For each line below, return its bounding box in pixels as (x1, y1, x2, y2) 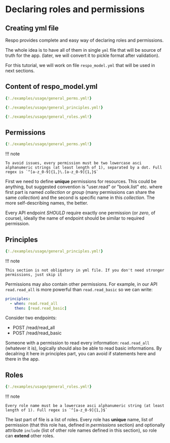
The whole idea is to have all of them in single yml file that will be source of (5, 47, 161, 53)
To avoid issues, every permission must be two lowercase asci (5, 161, 142, 166)
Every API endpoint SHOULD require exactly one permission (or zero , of (5, 210, 156, 216)
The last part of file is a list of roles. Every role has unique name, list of (5, 417, 153, 423)
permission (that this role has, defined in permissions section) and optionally (5, 422, 165, 428)
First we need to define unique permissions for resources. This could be (5, 179, 157, 185)
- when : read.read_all (10, 301, 58, 306)
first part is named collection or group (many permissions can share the (5, 189, 155, 195)
